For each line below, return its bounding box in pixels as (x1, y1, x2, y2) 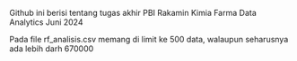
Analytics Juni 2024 (9, 17, 83, 27)
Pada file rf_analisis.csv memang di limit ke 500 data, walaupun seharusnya (9, 34, 289, 44)
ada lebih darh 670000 (9, 43, 94, 54)
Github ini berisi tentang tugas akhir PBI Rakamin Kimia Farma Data (9, 8, 258, 18)
